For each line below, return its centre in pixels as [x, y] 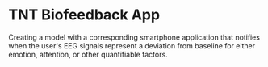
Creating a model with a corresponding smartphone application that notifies [134, 37]
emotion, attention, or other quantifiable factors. [88, 54]
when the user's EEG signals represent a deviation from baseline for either [132, 45]
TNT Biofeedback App [84, 15]
